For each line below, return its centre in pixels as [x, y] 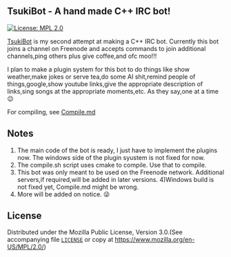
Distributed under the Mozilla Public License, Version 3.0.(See [95, 232]
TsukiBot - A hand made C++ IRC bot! [89, 11]
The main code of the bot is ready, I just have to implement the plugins [117, 150]
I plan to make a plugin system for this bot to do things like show [98, 69]
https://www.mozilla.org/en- [155, 240]
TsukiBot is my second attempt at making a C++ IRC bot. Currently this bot [113, 41]
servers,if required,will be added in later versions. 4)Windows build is [115, 179]
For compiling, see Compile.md [51, 112]
